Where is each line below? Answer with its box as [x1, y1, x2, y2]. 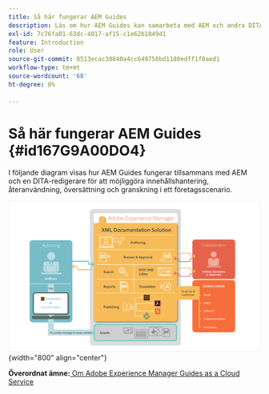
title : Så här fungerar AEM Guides [8, 13, 127, 21]
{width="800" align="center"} [8, 353, 107, 363]
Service [8, 377, 34, 387]
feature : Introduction [8, 38, 84, 46]
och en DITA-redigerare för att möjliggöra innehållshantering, [8, 176, 210, 186]
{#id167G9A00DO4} [8, 141, 147, 159]
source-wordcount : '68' [8, 72, 88, 80]
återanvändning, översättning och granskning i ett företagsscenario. [8, 185, 233, 195]
